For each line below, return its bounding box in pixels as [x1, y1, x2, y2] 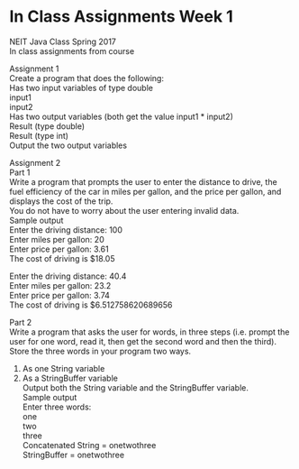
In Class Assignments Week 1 [9, 6, 234, 27]
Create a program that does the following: [9, 72, 165, 83]
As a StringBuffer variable [22, 372, 119, 383]
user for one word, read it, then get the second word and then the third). [9, 336, 277, 346]
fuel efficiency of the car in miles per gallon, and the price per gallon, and [9, 186, 282, 197]
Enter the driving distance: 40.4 [9, 271, 127, 281]
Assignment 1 [9, 63, 59, 74]
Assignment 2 [9, 157, 61, 168]
